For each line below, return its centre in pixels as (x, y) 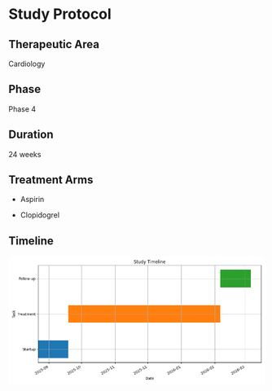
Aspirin (32, 200)
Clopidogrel (39, 215)
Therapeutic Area (54, 44)
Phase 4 (22, 109)
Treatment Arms (51, 180)
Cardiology (27, 64)
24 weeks (25, 154)
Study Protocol (60, 14)
